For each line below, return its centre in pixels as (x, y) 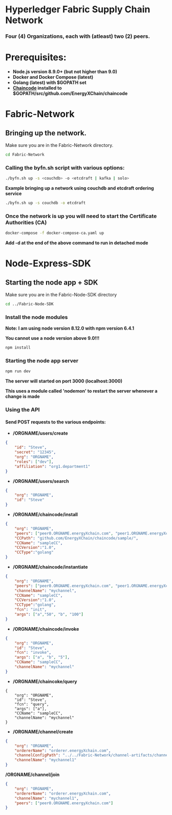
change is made (23, 396)
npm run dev (18, 371)
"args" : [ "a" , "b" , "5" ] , (42, 657)
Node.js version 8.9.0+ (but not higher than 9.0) (65, 72)
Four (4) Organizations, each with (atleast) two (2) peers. (78, 36)
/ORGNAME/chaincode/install (45, 514)
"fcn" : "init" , (31, 610)
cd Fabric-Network (25, 155)
